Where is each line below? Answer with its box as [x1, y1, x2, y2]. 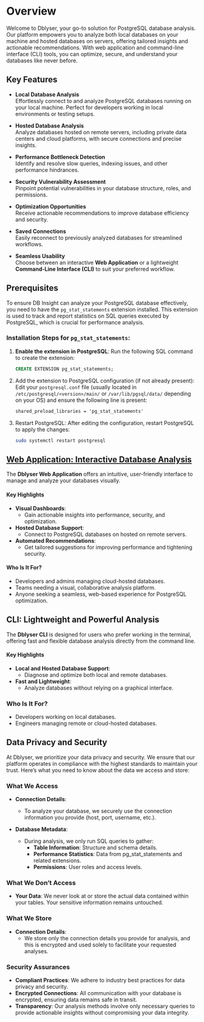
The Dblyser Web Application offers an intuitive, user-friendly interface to [6, 471, 193, 478]
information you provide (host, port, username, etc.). [24, 814, 157, 821]
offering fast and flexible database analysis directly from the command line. [6, 637, 196, 645]
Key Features [6, 74, 58, 85]
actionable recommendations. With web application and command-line [6, 44, 184, 51]
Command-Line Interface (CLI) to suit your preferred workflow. [15, 265, 175, 273]
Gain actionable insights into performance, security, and [24, 511, 166, 518]
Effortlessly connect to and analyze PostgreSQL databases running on [15, 97, 192, 104]
